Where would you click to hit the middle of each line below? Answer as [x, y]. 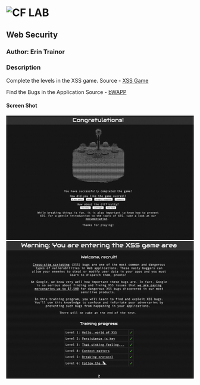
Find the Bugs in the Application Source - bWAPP [66, 92]
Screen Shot [22, 106]
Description [24, 67]
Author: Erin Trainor [36, 52]
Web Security [32, 35]
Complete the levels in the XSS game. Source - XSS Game [77, 80]
